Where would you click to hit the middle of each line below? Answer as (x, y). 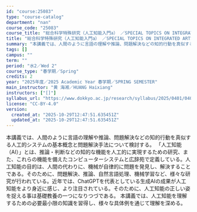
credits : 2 (19, 77)
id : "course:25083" (30, 11)
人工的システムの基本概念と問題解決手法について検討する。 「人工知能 (96, 145)
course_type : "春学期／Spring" (43, 71)
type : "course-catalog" (35, 17)
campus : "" (19, 55)
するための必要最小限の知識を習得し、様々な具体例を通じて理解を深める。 (96, 203)
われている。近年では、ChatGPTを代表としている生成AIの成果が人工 (104, 181)
